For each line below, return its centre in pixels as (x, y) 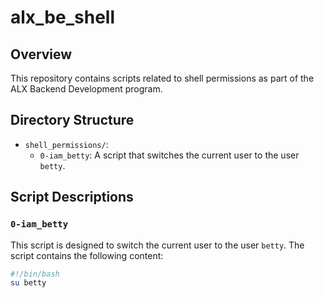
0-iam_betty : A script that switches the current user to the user (169, 155)
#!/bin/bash (35, 274)
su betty (28, 283)
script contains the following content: (87, 255)
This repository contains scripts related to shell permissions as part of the (162, 78)
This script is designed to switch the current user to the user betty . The (157, 245)
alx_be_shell (62, 17)
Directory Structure (72, 120)
